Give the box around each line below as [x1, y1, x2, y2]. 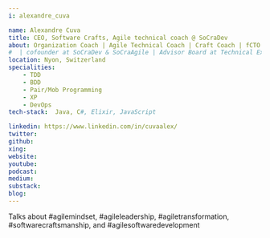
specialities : [8, 63, 56, 72]
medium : [8, 175, 35, 183]
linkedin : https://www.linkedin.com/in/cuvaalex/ [8, 123, 178, 131]
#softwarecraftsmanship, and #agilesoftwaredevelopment [8, 220, 200, 229]
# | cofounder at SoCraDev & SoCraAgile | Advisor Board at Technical [8, 49, 253, 57]
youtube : [8, 159, 38, 168]
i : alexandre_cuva [8, 11, 70, 20]
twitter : [8, 130, 38, 139]
